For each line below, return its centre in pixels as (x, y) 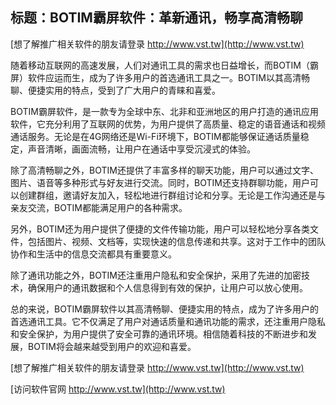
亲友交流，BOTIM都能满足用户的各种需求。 (99, 207)
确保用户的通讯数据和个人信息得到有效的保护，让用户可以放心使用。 (167, 287)
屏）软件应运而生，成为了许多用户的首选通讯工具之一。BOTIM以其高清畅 (160, 77)
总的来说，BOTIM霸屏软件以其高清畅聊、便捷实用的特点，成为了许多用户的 (164, 309)
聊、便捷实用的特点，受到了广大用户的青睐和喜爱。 (115, 90)
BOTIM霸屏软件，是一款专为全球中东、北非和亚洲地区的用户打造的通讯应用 (164, 111)
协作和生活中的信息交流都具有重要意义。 (93, 254)
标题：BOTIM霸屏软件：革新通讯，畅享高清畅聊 (156, 18)
